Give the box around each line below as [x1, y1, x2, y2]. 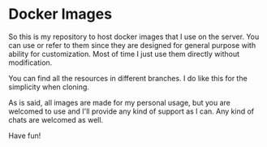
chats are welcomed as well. [8, 115, 104, 124]
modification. [8, 58, 53, 67]
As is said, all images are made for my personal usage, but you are [8, 97, 231, 107]
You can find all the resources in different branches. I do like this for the [8, 73, 248, 83]
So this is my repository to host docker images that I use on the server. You [8, 32, 260, 41]
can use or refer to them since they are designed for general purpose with [8, 40, 256, 50]
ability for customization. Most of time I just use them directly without [8, 49, 240, 58]
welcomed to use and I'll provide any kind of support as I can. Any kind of [8, 106, 255, 116]
